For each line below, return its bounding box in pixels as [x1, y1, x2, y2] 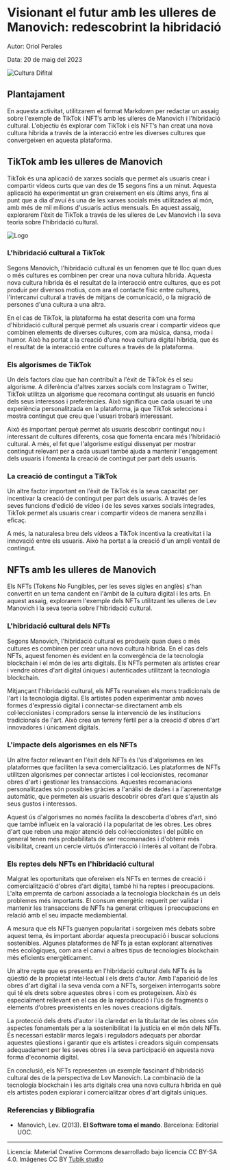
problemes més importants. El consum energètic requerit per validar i [7, 897, 203, 905]
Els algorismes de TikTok [7, 360, 92, 369]
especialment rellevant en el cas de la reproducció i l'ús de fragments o [7, 996, 209, 1005]
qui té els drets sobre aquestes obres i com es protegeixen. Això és [7, 989, 197, 997]
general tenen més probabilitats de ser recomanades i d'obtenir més [7, 834, 200, 843]
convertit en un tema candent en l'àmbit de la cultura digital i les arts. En [7, 589, 211, 598]
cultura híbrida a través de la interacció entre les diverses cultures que [7, 128, 206, 137]
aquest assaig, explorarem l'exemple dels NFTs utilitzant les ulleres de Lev [7, 597, 217, 605]
